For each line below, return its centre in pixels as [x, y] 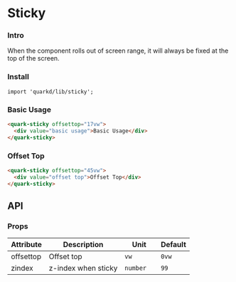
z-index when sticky [83, 268]
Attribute [27, 245]
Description [83, 245]
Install [18, 77]
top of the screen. [33, 58]
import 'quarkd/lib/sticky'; [50, 92]
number [135, 268]
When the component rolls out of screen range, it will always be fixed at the [118, 51]
